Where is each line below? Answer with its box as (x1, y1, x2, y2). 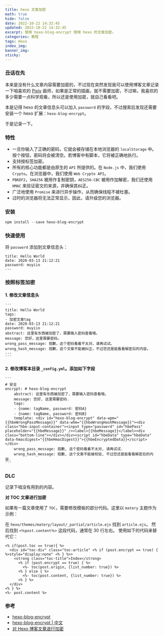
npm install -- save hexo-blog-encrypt (5, 220, 84, 225)
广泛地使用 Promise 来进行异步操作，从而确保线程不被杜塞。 (12, 189, 133, 194)
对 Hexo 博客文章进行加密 (12, 626, 64, 632)
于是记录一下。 (5, 121, 35, 127)
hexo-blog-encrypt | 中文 (12, 620, 63, 626)
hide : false (5, 16, 29, 21)
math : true (5, 12, 27, 17)
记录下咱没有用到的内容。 (5, 484, 57, 490)
